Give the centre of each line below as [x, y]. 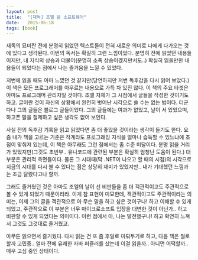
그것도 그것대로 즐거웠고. [41, 224]
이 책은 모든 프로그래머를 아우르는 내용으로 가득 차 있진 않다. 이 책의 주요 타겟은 [98, 88]
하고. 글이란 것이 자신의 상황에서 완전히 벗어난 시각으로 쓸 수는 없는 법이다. [92, 103]
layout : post [22, 12]
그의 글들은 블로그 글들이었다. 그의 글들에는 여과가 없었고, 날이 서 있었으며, [103, 110]
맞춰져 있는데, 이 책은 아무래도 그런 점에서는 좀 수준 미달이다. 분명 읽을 [98, 145]
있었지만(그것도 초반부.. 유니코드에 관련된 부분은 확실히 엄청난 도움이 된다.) [98, 152]
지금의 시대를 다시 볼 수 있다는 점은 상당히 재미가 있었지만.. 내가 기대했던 [90, 167]
